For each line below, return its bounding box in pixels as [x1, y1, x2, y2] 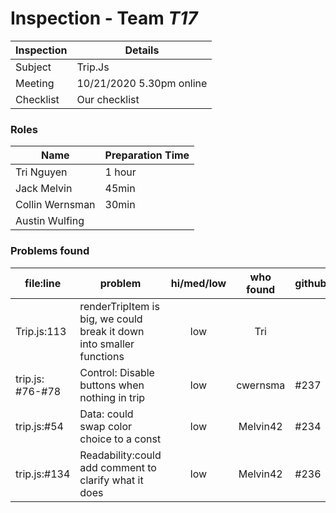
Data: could [79, 407, 134, 421]
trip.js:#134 [15, 467, 71, 481]
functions [79, 349, 125, 363]
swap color [79, 419, 133, 433]
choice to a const [79, 432, 162, 446]
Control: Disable [79, 365, 155, 379]
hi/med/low [170, 276, 227, 290]
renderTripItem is [79, 299, 160, 313]
